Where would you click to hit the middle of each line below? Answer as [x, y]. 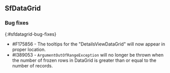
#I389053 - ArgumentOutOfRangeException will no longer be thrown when [88, 55]
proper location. [29, 49]
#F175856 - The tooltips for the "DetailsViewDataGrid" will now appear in [89, 44]
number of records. [32, 65]
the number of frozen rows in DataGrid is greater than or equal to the [84, 60]
